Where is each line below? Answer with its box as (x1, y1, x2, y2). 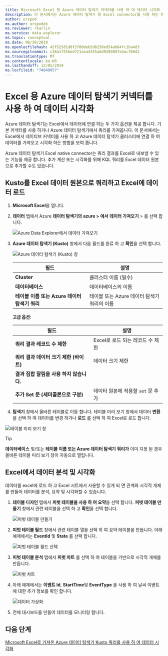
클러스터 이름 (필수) (89, 273, 133, 280)
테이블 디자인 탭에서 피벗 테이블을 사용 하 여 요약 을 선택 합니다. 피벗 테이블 (12, 499, 156, 505)
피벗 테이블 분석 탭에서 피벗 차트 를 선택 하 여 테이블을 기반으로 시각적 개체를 (12, 554, 161, 560)
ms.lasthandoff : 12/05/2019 (5, 63, 64, 68)
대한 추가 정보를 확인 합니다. (17, 588, 72, 594)
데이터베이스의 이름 (89, 283, 132, 290)
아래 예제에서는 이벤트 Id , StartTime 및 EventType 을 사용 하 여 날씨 (12, 581, 146, 587)
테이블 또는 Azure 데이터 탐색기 (89, 292, 159, 299)
